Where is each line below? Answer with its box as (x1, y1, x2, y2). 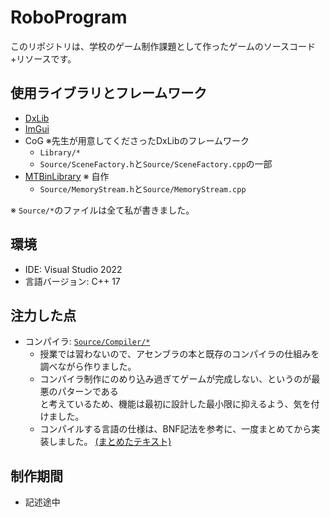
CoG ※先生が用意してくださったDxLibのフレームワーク (24, 134, 250, 146)
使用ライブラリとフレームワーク (10, 85, 208, 102)
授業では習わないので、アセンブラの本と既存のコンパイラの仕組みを (39, 348, 320, 360)
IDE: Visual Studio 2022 (24, 263, 123, 275)
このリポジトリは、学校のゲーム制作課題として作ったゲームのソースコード (10, 40, 317, 52)
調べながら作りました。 (39, 361, 137, 373)
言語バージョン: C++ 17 (24, 275, 121, 287)
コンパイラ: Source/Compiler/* (24, 336, 151, 348)
